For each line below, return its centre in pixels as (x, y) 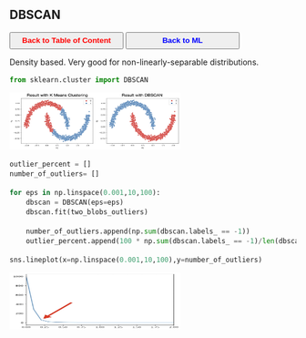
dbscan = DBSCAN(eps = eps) (75, 203)
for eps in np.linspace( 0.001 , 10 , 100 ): (85, 193)
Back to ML (183, 41)
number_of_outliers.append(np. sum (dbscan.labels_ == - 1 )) (138, 231)
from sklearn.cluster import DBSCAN (79, 80)
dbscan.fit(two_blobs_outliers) (87, 212)
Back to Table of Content (66, 41)
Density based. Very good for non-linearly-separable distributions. (134, 62)
